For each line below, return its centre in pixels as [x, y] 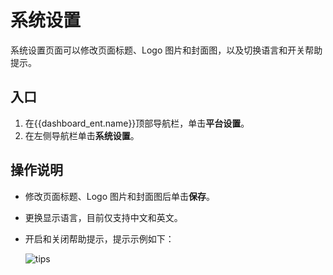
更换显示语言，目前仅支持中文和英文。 [103, 217]
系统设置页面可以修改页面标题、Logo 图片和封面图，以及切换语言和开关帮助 [166, 50]
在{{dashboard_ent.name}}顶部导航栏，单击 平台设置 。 [137, 123]
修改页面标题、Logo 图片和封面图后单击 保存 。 [120, 196]
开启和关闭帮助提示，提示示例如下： [99, 238]
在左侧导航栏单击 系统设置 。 [82, 135]
